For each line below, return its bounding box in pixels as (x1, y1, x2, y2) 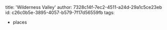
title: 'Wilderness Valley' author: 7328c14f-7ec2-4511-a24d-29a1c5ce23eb (5, 4, 162, 10)
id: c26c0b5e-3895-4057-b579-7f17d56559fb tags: (5, 9, 115, 15)
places (12, 19, 27, 25)
